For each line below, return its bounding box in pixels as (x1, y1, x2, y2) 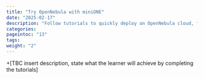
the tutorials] (6, 66, 38, 73)
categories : (6, 26, 36, 32)
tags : (6, 37, 20, 43)
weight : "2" (6, 43, 36, 49)
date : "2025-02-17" (6, 15, 56, 21)
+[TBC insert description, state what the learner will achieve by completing (6, 59, 194, 67)
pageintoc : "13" (6, 32, 47, 38)
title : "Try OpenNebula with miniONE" (6, 9, 104, 15)
